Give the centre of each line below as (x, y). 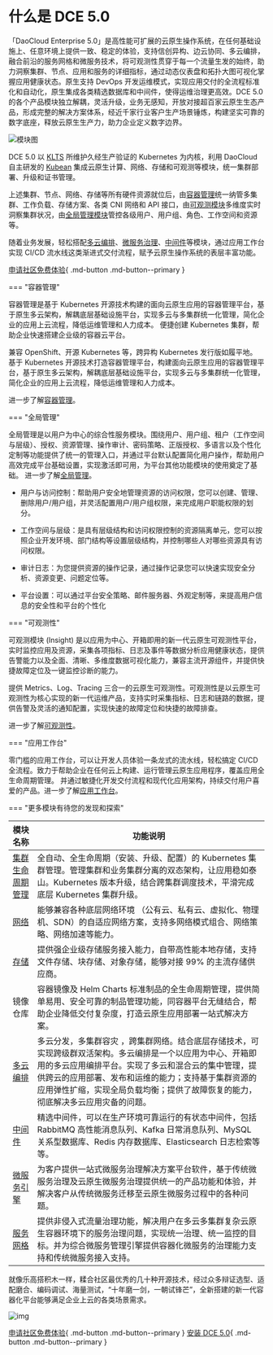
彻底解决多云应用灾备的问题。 (94, 1102)
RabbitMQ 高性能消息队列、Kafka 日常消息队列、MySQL (144, 1130)
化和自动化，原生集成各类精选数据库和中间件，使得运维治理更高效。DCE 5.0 (136, 91)
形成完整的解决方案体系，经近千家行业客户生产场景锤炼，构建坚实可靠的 (143, 111)
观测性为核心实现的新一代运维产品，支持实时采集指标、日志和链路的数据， (133, 697)
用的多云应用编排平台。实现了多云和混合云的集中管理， (143, 1065)
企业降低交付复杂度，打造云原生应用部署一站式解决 (143, 1013)
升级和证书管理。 (51, 177)
